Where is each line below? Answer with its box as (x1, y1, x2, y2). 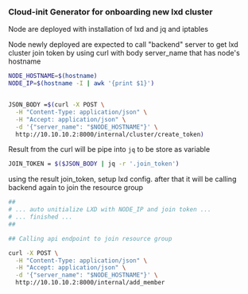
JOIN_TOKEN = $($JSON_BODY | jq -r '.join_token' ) (8, 160, 180, 168)
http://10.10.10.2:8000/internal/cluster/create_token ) (15, 130, 204, 138)
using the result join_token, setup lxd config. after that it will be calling (8, 174, 237, 184)
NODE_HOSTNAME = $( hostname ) (8, 72, 98, 80)
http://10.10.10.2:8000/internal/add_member (15, 279, 165, 287)
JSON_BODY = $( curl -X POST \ (8, 101, 105, 109)
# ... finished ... (8, 213, 73, 221)
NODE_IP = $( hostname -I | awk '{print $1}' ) (8, 79, 155, 87)
